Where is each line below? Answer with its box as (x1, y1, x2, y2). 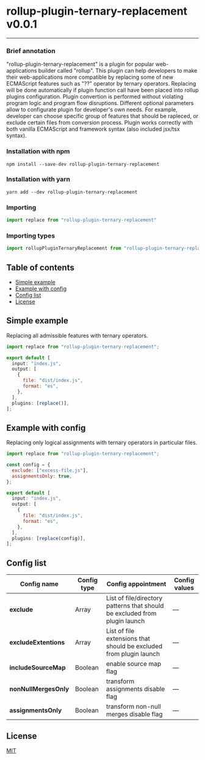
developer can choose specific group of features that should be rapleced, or (6, 112, 199, 120)
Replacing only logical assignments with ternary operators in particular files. (6, 439, 198, 447)
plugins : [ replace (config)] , (12, 535, 86, 541)
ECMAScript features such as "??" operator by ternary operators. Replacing (6, 80, 196, 87)
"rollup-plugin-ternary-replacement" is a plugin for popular (6, 60, 154, 68)
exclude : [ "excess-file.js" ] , (12, 467, 88, 473)
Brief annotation (6, 46, 56, 55)
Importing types (6, 231, 56, 239)
